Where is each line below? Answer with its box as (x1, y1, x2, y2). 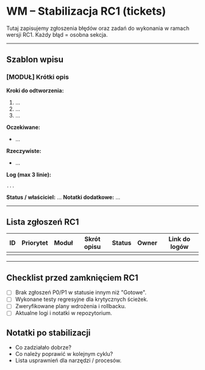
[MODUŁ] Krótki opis (6, 73, 69, 81)
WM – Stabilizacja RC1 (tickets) (6, 4, 167, 18)
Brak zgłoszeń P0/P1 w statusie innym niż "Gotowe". (15, 289, 146, 296)
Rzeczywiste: (6, 147, 41, 154)
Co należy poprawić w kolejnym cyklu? (15, 350, 113, 358)
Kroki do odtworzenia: (6, 87, 64, 94)
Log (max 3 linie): (6, 171, 52, 178)
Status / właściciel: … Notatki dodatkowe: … (6, 193, 121, 201)
